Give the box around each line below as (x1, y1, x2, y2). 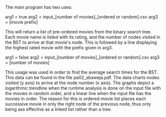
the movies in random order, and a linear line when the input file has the (5, 91, 152, 96)
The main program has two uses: (5, 4, 73, 10)
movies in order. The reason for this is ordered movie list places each (5, 96, 146, 102)
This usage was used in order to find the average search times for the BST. (5, 69, 159, 75)
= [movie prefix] (5, 19, 38, 25)
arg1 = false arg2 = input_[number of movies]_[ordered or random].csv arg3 (5, 54, 160, 60)
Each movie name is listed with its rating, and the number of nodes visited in (5, 34, 161, 40)
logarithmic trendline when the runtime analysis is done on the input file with (5, 85, 161, 91)
